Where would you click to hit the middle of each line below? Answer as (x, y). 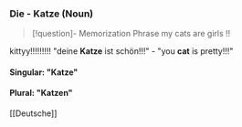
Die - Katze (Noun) (52, 14)
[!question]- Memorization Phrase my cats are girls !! (131, 34)
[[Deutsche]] (33, 113)
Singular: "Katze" (44, 72)
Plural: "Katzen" (41, 93)
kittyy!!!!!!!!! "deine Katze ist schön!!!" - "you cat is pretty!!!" (121, 51)
